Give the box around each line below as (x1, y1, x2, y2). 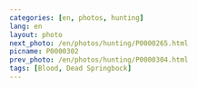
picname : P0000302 (9, 47, 79, 56)
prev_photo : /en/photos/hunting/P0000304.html (9, 55, 189, 64)
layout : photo (9, 30, 64, 39)
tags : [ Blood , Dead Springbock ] (9, 64, 132, 73)
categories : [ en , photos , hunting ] (9, 13, 144, 23)
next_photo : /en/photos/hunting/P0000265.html (9, 38, 189, 48)
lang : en (9, 22, 43, 31)
